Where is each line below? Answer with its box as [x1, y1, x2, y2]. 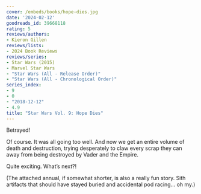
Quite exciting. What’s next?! [6, 163, 77, 170]
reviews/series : [6, 54, 47, 60]
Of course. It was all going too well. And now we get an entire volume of [6, 138, 185, 146]
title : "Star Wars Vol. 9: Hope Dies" [6, 110, 104, 116]
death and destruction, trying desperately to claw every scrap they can [6, 144, 182, 152]
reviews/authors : [6, 31, 50, 37]
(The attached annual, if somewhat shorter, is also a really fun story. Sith [6, 175, 186, 182]
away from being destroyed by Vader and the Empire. [6, 151, 138, 158]
